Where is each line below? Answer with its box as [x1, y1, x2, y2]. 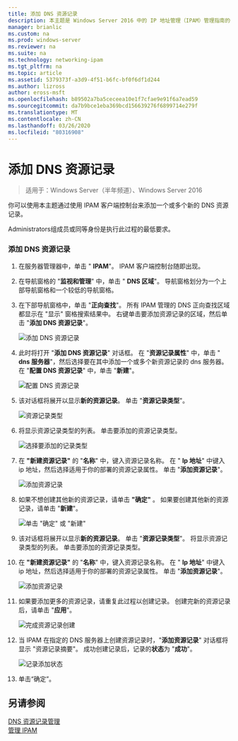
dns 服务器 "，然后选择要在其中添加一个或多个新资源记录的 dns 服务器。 [18, 357, 228, 366]
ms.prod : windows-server [8, 37, 81, 44]
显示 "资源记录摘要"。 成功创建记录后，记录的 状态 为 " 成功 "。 [18, 644, 196, 653]
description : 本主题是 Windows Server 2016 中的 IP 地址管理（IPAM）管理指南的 [8, 17, 230, 24]
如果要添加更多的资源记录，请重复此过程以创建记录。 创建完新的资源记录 [18, 597, 231, 605]
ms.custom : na [8, 30, 50, 37]
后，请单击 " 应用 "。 [18, 605, 76, 614]
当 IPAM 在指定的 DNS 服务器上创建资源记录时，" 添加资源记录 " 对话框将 [18, 636, 229, 644]
